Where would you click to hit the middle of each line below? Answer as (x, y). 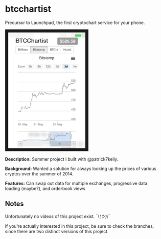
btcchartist (28, 9)
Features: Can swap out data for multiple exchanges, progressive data (76, 183)
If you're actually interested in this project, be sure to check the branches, (80, 226)
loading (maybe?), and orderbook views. (46, 188)
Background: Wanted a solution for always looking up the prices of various (81, 168)
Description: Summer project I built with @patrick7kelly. (62, 159)
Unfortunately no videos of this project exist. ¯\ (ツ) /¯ (58, 216)
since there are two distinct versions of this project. (57, 231)
